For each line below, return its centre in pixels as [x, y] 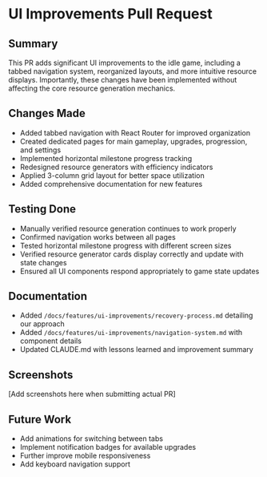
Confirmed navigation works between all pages [98, 236]
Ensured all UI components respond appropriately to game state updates [139, 271]
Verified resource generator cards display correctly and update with [132, 254]
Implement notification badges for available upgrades [108, 447]
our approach [42, 324]
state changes [43, 262]
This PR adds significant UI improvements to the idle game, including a [125, 63]
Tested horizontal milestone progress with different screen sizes [126, 245]
